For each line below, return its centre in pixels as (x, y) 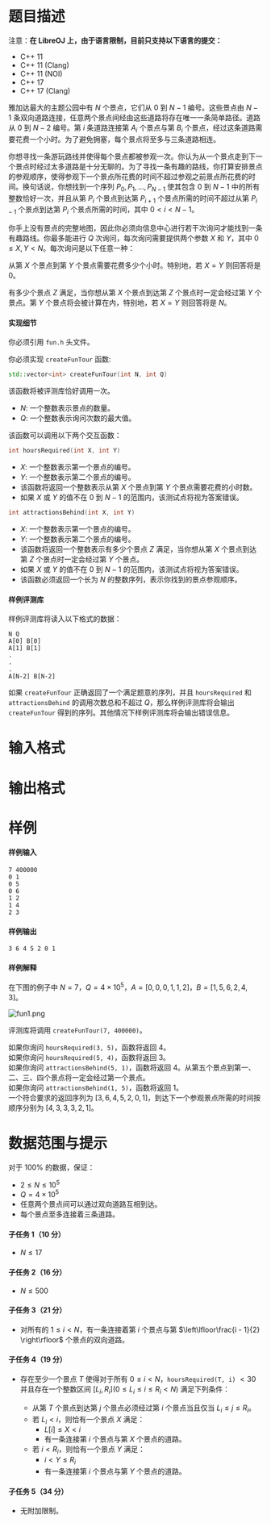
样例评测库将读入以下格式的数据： (65, 619)
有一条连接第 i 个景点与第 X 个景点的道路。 (115, 1439)
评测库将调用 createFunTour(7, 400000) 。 (77, 1030)
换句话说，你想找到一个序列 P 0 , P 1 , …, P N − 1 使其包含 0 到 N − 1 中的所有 (141, 188)
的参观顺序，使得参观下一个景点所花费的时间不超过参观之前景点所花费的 (128, 176)
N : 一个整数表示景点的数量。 (67, 408)
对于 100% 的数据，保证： (52, 1167)
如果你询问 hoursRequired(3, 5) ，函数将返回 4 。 (90, 1047)
